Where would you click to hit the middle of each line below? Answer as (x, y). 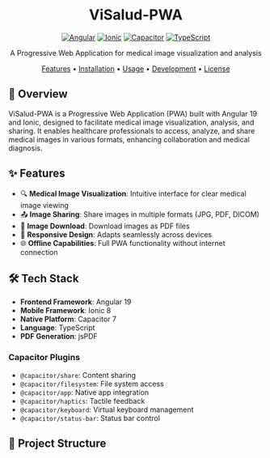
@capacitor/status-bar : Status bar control (90, 418)
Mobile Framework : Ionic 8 (65, 311)
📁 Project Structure (57, 444)
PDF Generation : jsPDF (59, 337)
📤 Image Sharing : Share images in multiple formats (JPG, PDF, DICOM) (140, 214)
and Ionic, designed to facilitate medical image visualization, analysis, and (131, 122)
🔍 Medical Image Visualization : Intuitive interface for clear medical (133, 193)
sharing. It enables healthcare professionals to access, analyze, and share (132, 130)
